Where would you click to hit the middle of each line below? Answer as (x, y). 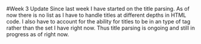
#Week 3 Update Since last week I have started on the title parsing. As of (98, 9)
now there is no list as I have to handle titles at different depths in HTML (97, 15)
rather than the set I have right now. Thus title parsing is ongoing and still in (100, 28)
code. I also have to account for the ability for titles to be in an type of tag (98, 21)
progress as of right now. (38, 34)
